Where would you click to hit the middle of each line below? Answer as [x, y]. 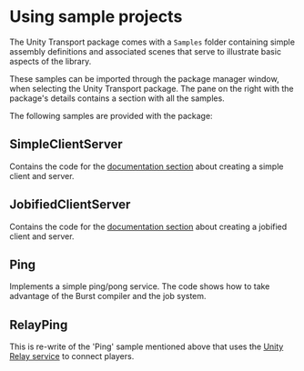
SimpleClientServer [66, 144]
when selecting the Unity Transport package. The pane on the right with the [152, 88]
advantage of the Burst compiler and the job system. [108, 296]
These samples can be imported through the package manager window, [144, 78]
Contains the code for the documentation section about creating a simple [147, 166]
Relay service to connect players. [72, 356]
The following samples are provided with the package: [111, 115]
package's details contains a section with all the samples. [117, 98]
